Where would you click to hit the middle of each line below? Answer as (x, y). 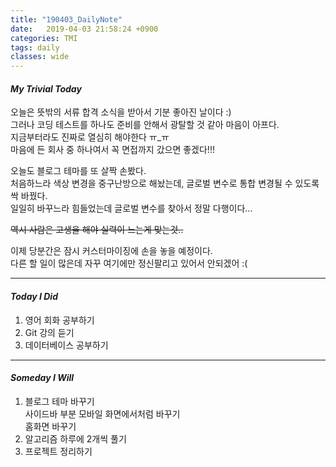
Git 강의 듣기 (49, 332)
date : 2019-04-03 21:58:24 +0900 (84, 29)
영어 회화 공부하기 (59, 320)
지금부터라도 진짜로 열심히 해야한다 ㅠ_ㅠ (90, 137)
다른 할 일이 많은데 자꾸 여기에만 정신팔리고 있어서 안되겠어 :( (129, 263)
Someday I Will (42, 378)
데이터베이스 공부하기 (66, 345)
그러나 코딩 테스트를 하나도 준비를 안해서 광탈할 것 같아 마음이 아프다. (145, 125)
